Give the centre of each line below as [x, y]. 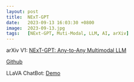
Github [14, 62]
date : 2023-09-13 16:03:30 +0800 [50, 22]
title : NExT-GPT [28, 17]
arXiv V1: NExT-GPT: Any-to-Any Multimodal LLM [66, 50]
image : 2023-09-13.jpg [36, 28]
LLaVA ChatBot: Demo [33, 73]
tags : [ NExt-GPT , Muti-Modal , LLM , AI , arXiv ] [68, 34]
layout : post [22, 12]
